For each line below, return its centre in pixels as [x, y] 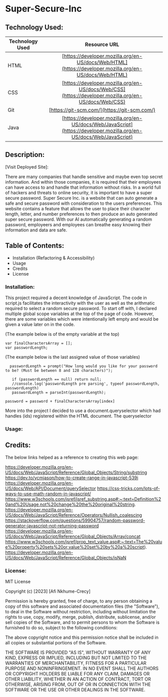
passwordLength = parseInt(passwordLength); [59, 392]
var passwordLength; [27, 347]
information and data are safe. [36, 230]
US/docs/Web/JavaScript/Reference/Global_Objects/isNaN [66, 557]
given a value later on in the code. [40, 324]
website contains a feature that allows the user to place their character [78, 208]
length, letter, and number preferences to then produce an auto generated [81, 214]
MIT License [18, 581]
